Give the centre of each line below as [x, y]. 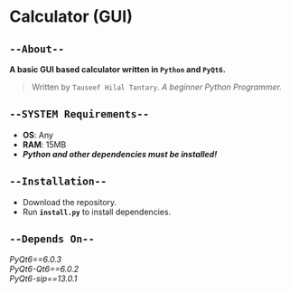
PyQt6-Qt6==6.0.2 [44, 269]
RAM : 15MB [44, 144]
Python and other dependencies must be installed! [120, 154]
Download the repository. [70, 202]
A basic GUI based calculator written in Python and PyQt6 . [117, 69]
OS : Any [38, 135]
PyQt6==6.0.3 [35, 260]
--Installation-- [58, 181]
